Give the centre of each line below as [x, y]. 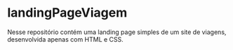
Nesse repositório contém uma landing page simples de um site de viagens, [117, 32]
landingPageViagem [67, 13]
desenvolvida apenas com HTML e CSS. [66, 39]
